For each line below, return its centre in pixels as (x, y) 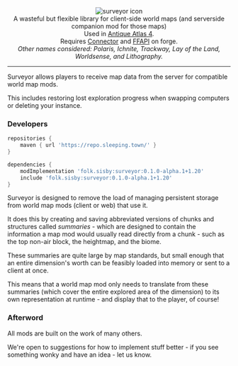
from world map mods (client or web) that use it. (78, 206)
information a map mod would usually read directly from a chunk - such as (116, 234)
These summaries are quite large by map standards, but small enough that (116, 255)
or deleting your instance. (45, 105)
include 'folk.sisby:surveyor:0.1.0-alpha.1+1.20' (96, 178)
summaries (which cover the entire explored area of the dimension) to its (113, 292)
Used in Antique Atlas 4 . (119, 34)
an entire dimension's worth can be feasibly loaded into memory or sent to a (119, 263)
